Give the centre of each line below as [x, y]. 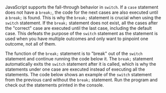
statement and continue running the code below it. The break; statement [79, 59]
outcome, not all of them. [31, 44]
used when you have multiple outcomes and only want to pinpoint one [77, 39]
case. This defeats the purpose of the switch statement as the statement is [82, 33]
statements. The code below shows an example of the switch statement [79, 74]
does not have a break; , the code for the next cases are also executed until [82, 12]
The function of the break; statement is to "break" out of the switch [74, 53]
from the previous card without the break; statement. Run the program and [81, 80]
